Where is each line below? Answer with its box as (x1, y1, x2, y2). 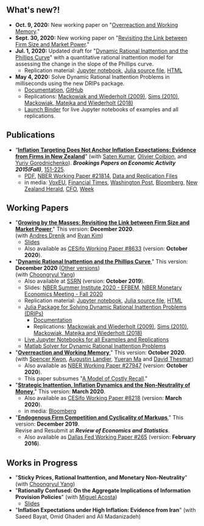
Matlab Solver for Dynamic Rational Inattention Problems (24, 343, 166, 350)
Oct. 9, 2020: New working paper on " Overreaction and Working (15, 21, 178, 28)
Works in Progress (6, 457, 78, 468)
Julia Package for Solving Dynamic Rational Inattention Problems (24, 303, 187, 311)
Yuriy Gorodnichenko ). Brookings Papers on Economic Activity (15, 159, 176, 166)
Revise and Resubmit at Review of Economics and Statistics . (15, 427, 170, 434)
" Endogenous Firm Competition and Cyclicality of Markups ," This (15, 414, 184, 421)
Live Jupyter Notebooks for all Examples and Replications (24, 336, 169, 343)
